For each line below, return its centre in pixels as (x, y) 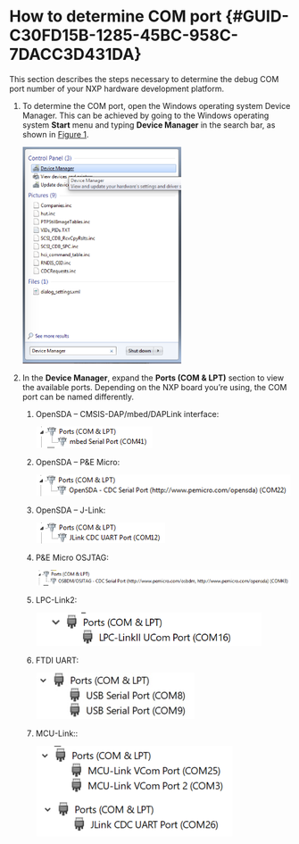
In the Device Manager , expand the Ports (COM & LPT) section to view (153, 378)
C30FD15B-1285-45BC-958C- (124, 35)
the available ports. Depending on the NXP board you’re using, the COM (154, 387)
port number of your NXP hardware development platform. (117, 88)
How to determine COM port (116, 17)
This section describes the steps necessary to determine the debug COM (144, 79)
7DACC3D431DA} (75, 54)
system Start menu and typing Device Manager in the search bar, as (149, 125)
